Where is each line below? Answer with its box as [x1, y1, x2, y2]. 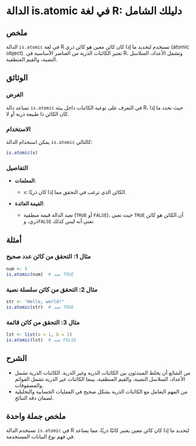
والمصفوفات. [14, 382, 44, 389]
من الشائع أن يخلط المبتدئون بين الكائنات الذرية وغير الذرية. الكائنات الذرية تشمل [14, 369, 191, 376]
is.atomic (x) [6, 149, 38, 156]
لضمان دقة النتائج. [14, 394, 54, 401]
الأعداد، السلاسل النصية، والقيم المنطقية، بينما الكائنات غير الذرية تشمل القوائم [14, 375, 185, 382]
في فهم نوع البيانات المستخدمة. [6, 433, 75, 440]
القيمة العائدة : [14, 200, 45, 207]
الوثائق [6, 73, 28, 83]
